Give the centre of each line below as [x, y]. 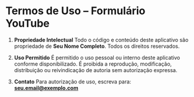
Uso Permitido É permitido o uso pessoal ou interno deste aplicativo [97, 57]
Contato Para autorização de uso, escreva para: [73, 82]
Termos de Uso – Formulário [75, 11]
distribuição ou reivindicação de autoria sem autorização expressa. [96, 70]
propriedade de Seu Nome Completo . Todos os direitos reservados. [97, 46]
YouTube [27, 23]
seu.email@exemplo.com [46, 88]
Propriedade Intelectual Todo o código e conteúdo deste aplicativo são [101, 40]
